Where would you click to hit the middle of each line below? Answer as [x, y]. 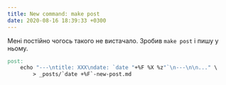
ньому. [18, 48]
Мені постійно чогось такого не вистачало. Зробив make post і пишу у [113, 40]
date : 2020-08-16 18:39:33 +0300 [57, 21]
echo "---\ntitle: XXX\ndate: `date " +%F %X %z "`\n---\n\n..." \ [119, 68]
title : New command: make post [54, 14]
